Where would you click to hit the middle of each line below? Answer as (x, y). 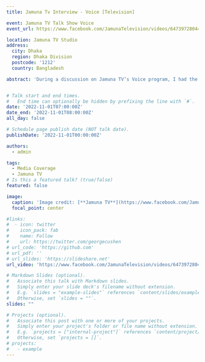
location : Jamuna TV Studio (42, 40)
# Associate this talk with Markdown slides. (68, 281)
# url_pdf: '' (24, 253)
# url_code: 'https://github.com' (50, 247)
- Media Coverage (34, 169)
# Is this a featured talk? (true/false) (60, 180)
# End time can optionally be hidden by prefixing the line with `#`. (101, 102)
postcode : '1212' (34, 62)
